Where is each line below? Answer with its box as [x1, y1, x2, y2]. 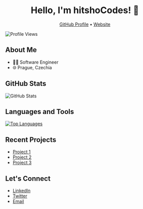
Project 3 [12, 160, 32, 166]
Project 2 [12, 154, 32, 161]
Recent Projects [5, 135, 57, 144]
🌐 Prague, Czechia [12, 64, 52, 70]
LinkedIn [12, 188, 31, 193]
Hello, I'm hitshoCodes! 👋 [30, 5, 139, 16]
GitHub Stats [5, 79, 46, 88]
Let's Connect [5, 174, 51, 183]
